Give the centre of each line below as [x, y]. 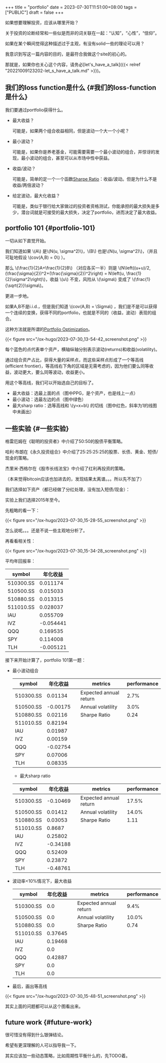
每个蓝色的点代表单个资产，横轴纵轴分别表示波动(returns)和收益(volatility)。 [83, 349]
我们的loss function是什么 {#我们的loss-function [81, 88]
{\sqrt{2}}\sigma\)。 [25, 285]
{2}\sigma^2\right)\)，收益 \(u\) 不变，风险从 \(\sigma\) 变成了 [68, 279]
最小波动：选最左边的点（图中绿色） [49, 399]
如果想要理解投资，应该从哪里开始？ [42, 22]
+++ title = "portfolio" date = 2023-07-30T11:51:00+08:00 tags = [71, 7]
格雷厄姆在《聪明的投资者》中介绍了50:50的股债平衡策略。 [65, 441]
